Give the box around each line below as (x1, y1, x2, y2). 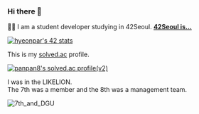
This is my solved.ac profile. (7, 50, 90, 59)
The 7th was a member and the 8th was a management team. (7, 85, 187, 94)
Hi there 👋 (7, 6, 43, 16)
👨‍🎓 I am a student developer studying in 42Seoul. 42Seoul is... (7, 23, 192, 31)
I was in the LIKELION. (7, 78, 72, 86)
